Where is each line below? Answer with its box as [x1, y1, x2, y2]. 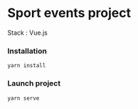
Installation [7, 46, 48, 56]
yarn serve [7, 94, 40, 102]
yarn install [7, 62, 46, 69]
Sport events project [7, 5, 132, 21]
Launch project [7, 79, 61, 88]
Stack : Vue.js [7, 28, 48, 37]
